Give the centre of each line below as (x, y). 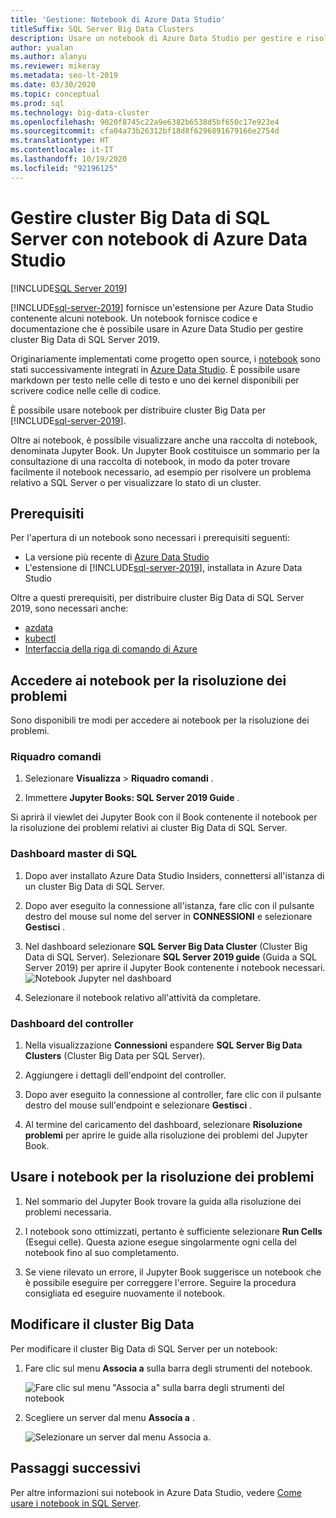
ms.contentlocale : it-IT (62, 150)
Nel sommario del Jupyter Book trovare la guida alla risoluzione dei (163, 1201)
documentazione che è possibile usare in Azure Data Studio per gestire (157, 328)
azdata (39, 628)
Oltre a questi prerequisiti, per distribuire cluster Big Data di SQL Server (157, 598)
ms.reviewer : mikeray (55, 66)
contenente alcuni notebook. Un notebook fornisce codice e (134, 318)
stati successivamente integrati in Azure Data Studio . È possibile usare (155, 369)
